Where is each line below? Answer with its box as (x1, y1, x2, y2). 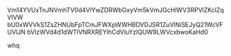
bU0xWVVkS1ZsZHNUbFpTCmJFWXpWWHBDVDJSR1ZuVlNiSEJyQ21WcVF (7, 21, 223, 28)
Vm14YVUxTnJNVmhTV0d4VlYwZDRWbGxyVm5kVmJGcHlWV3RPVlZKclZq (7, 6, 225, 14)
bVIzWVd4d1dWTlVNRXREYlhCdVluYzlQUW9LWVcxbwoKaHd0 (26, 28, 209, 36)
